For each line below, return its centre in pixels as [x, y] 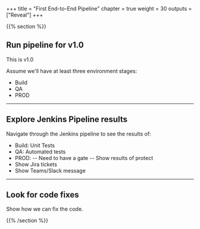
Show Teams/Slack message [50, 170]
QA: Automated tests [40, 152]
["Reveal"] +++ [25, 15]
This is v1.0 [20, 59]
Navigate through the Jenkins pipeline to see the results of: [79, 134]
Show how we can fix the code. [45, 209]
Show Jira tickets [36, 164]
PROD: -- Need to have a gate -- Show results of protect [84, 158]
